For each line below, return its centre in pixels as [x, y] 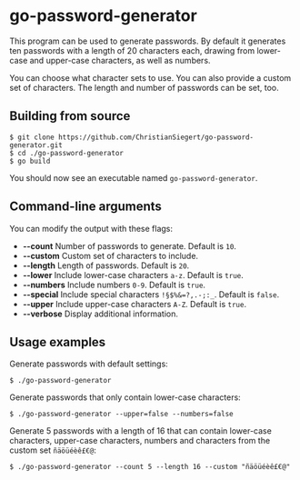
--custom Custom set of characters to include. [110, 255]
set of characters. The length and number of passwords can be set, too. [144, 87]
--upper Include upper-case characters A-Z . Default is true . [135, 304]
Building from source [70, 116]
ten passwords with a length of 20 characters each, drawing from [132, 50]
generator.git [36, 145]
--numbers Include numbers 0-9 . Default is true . [114, 285]
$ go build [30, 161]
